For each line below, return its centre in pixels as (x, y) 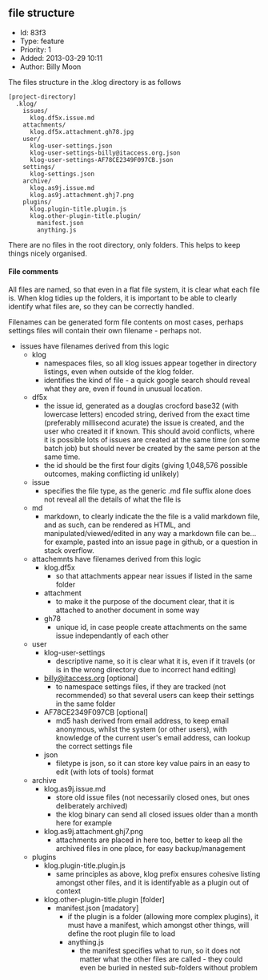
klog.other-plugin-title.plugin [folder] (104, 900)
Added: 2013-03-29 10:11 (61, 58)
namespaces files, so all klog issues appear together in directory (150, 363)
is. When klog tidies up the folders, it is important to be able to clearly (123, 298)
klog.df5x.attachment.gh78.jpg (82, 131)
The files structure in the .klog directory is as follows (95, 82)
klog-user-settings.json (71, 146)
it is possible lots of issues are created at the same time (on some (152, 440)
